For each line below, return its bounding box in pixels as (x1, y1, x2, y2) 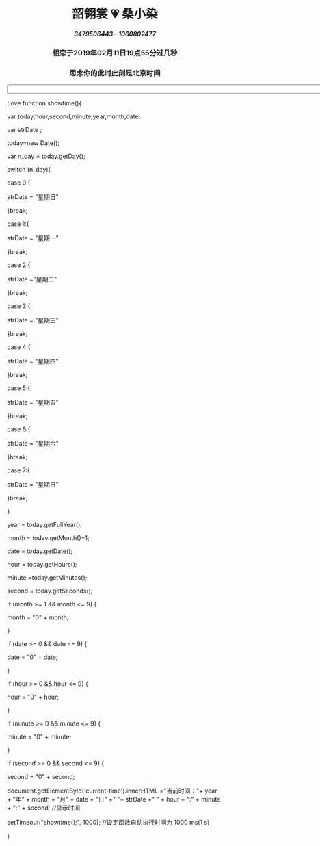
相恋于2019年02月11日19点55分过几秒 (52, 49, 178, 58)
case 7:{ (7, 466, 30, 474)
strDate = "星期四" (7, 357, 59, 366)
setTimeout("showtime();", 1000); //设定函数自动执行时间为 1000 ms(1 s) (7, 819, 210, 827)
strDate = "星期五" (7, 398, 59, 407)
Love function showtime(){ (7, 99, 82, 107)
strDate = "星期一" (7, 234, 59, 242)
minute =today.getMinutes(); (7, 574, 88, 582)
